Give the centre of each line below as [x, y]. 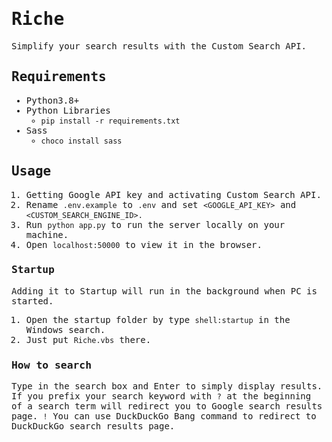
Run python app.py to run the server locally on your [155, 224]
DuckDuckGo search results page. [93, 426]
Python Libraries [68, 110]
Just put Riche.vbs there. [88, 339]
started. [32, 301]
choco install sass [81, 141]
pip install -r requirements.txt [110, 121]
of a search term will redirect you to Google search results [167, 406]
